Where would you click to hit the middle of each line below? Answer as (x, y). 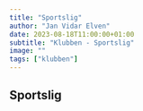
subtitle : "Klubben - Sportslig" (72, 43)
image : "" (28, 51)
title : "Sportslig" (46, 17)
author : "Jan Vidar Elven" (60, 26)
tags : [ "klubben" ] (44, 59)
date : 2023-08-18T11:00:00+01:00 (72, 34)
